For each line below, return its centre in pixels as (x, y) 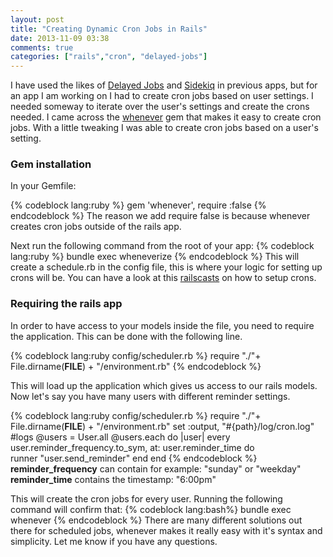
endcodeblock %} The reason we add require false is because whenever (160, 216)
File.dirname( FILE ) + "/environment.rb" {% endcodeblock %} (136, 366)
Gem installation (51, 164)
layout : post (37, 19)
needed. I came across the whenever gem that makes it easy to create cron (166, 117)
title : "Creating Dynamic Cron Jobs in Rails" (109, 29)
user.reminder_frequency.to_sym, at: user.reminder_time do (132, 447)
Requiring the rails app (66, 304)
